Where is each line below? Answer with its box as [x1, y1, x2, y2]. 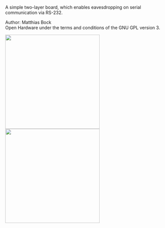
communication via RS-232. [5, 10, 63, 16]
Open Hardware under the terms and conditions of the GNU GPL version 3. [5, 25, 160, 31]
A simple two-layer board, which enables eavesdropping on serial [5, 5, 141, 10]
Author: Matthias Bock [5, 20, 52, 25]
